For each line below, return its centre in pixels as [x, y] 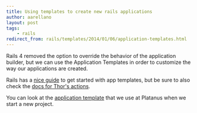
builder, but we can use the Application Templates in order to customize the [99, 62]
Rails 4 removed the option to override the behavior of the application [91, 56]
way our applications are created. [47, 68]
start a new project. [30, 104]
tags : [13, 28]
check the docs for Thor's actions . [48, 86]
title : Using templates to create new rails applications [79, 12]
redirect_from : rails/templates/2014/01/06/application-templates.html [96, 39]
